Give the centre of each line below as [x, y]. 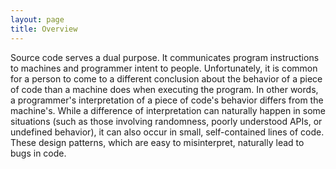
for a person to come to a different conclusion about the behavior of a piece [166, 78]
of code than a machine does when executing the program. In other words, [164, 89]
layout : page [37, 19]
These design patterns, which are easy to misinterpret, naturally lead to [157, 142]
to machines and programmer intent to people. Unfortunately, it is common [164, 68]
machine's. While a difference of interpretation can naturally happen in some [168, 110]
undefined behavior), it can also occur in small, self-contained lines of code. [167, 132]
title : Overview [44, 29]
